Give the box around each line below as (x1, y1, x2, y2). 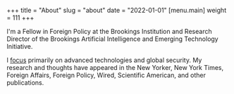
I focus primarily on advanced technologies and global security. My (6, 56, 202, 64)
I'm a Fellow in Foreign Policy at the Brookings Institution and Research (6, 28, 212, 35)
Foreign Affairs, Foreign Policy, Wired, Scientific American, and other (6, 71, 206, 79)
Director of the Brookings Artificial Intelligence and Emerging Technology (6, 35, 219, 43)
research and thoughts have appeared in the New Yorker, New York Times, (6, 64, 223, 71)
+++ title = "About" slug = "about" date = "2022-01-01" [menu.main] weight (6, 6, 227, 14)
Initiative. (6, 42, 33, 50)
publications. (6, 78, 44, 87)
